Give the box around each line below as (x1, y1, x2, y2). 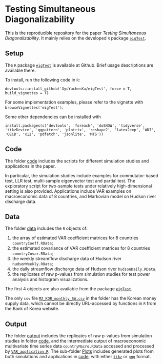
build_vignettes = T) (5, 90, 49, 96)
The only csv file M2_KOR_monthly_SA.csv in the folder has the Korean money (5, 295, 157, 301)
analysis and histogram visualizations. (12, 277, 89, 283)
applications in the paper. (5, 163, 56, 169)
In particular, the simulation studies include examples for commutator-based (5, 172, 159, 179)
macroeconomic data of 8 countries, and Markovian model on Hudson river (5, 193, 157, 199)
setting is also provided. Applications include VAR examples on (5, 188, 132, 194)
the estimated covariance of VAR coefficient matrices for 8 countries (12, 245, 150, 251)
